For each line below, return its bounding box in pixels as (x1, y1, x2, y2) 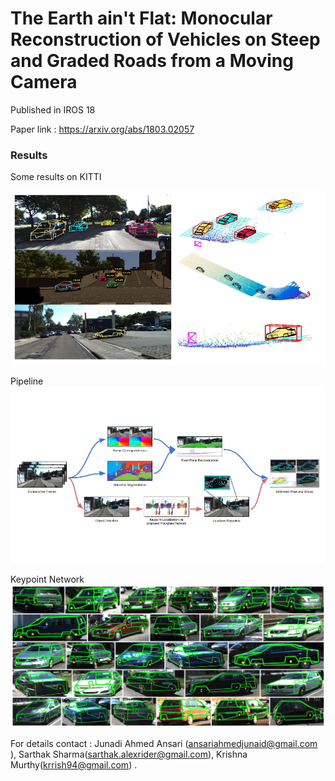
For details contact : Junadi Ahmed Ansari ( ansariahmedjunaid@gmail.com (10, 738, 318, 750)
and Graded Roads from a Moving (10, 50, 294, 72)
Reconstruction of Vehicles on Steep (10, 28, 321, 51)
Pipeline (10, 375, 44, 387)
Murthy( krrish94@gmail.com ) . (10, 759, 138, 771)
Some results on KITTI (10, 171, 102, 183)
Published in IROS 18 (10, 103, 96, 116)
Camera (10, 71, 78, 94)
